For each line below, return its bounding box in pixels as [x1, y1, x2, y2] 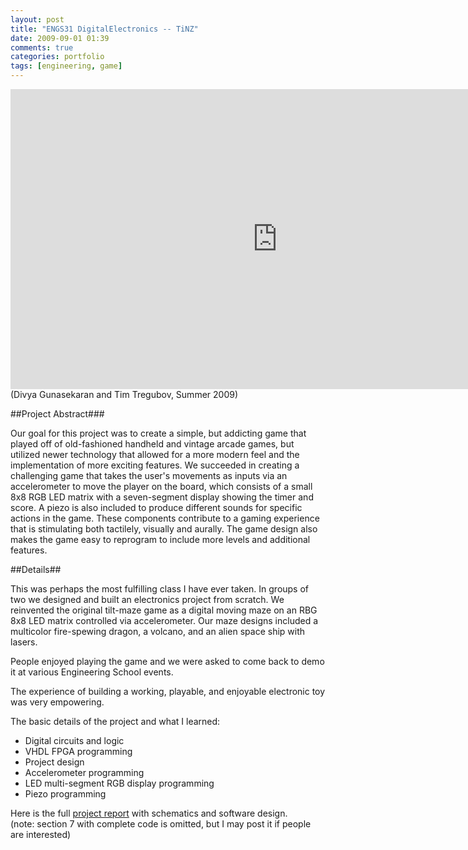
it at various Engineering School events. [10, 666, 174, 678]
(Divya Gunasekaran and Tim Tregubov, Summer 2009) [10, 389, 239, 400]
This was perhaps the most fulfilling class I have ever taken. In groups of [10, 583, 310, 595]
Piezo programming [24, 788, 107, 800]
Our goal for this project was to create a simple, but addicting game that [10, 427, 307, 439]
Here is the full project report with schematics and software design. [10, 807, 288, 819]
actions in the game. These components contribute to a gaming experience [10, 512, 320, 524]
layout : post [10, 14, 65, 25]
